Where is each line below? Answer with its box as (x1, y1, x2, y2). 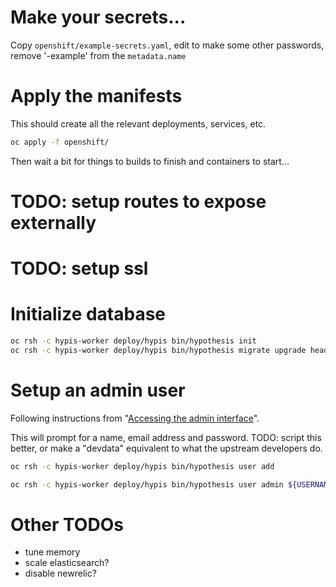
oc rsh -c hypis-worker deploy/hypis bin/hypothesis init (10, 336, 257, 346)
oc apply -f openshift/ (10, 137, 110, 147)
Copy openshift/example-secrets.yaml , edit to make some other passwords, (10, 39, 325, 51)
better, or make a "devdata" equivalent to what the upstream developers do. (10, 442, 323, 454)
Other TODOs (10, 513, 124, 536)
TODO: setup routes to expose (10, 190, 267, 213)
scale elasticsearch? (24, 557, 110, 569)
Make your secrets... (10, 6, 187, 29)
